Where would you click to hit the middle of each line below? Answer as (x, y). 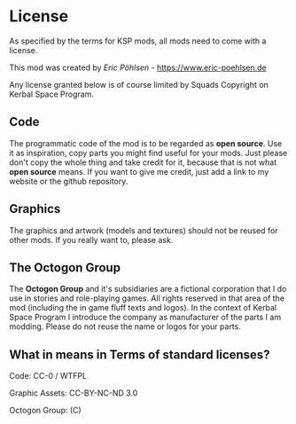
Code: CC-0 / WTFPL (48, 376)
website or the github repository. (69, 181)
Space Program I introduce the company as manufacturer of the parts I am (145, 318)
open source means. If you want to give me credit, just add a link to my (139, 171)
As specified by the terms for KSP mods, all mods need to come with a (138, 41)
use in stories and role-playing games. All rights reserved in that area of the (147, 298)
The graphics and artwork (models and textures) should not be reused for (144, 230)
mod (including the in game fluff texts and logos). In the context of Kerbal (143, 308)
